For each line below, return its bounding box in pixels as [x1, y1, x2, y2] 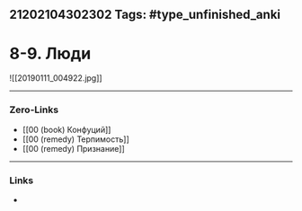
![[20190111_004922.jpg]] [9, 73, 102, 84]
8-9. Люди [9, 43, 92, 64]
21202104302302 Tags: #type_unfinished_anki [9, 7, 281, 22]
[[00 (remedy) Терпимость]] [22, 134, 130, 145]
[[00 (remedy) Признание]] [22, 143, 126, 154]
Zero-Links [9, 103, 59, 116]
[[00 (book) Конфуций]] [22, 124, 111, 135]
